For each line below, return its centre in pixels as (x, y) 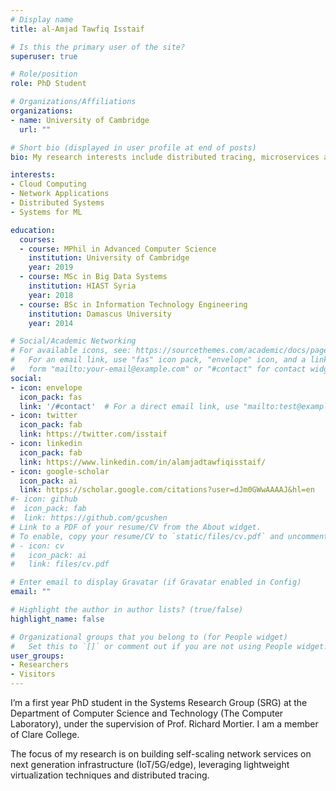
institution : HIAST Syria (82, 286)
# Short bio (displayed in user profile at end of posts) (133, 147)
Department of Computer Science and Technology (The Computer (147, 713)
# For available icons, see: (71, 351)
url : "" (35, 129)
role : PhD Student (48, 84)
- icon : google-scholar (60, 471)
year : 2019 (51, 267)
